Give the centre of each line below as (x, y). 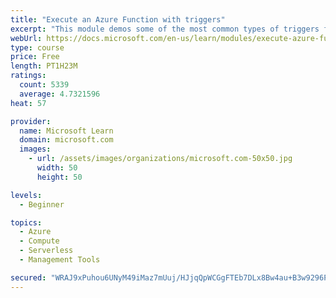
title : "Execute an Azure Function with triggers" (118, 19)
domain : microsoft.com (66, 140)
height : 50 (59, 177)
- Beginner (42, 204)
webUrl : (26, 38)
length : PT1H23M (44, 66)
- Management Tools (60, 260)
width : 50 (57, 168)
